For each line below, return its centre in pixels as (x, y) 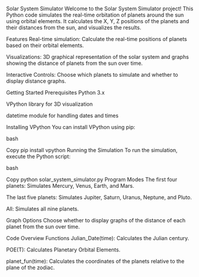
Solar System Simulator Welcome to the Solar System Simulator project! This (100, 9)
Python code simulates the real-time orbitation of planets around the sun (95, 15)
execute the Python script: (38, 156)
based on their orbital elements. (45, 45)
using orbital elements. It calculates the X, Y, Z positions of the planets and (98, 21)
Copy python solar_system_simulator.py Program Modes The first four (92, 180)
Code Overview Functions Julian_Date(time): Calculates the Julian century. (98, 238)
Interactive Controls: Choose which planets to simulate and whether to (92, 75)
